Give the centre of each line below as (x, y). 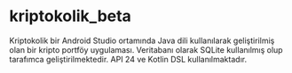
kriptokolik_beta (70, 16)
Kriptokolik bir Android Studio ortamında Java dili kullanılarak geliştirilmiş (142, 40)
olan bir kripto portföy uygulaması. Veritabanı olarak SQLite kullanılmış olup (146, 49)
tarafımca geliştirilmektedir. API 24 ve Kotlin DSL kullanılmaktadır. (128, 59)
